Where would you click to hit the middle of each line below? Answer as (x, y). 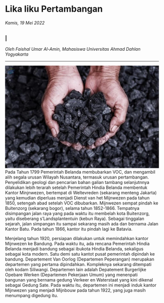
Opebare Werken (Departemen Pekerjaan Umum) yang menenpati (72, 275)
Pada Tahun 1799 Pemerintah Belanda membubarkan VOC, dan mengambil (80, 172)
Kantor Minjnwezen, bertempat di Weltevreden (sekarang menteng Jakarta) (81, 193)
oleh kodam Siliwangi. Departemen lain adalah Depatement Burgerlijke (76, 270)
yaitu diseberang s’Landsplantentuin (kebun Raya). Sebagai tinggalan (75, 219)
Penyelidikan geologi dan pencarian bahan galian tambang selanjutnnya (77, 182)
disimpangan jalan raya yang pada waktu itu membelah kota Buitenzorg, (77, 214)
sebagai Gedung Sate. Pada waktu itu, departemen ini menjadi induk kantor (81, 285)
